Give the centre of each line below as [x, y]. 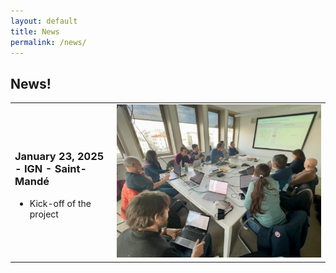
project [44, 214]
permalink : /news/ [48, 42]
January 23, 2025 [59, 157]
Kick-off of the [60, 203]
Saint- [71, 169]
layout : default [44, 21]
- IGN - [33, 169]
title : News [35, 31]
